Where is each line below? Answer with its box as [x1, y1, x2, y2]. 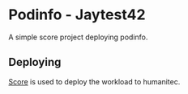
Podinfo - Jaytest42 [8, 6, 146, 24]
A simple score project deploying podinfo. [8, 32, 148, 42]
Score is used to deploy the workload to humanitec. [8, 76, 181, 86]
